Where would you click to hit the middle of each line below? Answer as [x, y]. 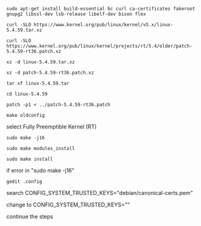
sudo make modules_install [41, 149]
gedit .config [24, 182]
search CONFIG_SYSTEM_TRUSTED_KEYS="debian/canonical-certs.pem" [100, 193]
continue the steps [30, 217]
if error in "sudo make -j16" [40, 170]
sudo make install [30, 159]
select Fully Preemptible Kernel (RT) [52, 127]
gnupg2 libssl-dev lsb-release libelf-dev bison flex [76, 14]
